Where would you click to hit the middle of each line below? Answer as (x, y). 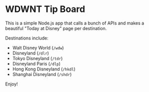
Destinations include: (27, 38)
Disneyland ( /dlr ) (30, 53)
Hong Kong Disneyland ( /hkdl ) (44, 69)
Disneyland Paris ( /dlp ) (36, 63)
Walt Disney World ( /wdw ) (38, 47)
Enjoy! (12, 84)
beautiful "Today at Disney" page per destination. (56, 28)
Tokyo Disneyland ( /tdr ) (37, 58)
